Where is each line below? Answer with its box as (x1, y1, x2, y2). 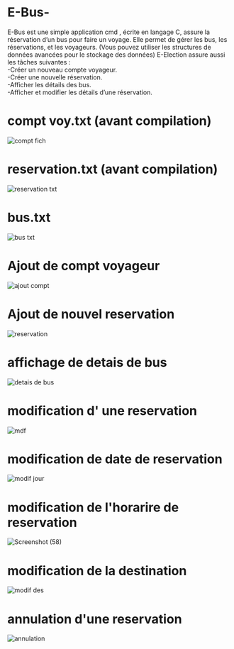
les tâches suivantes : (7, 57, 71, 66)
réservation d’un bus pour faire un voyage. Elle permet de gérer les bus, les (7, 35, 228, 43)
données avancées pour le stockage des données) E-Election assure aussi (7, 50, 225, 59)
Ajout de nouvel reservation (7, 306, 175, 322)
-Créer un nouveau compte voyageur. (7, 65, 118, 74)
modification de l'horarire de (7, 499, 179, 515)
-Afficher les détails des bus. (7, 80, 92, 89)
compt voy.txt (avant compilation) (7, 113, 212, 129)
